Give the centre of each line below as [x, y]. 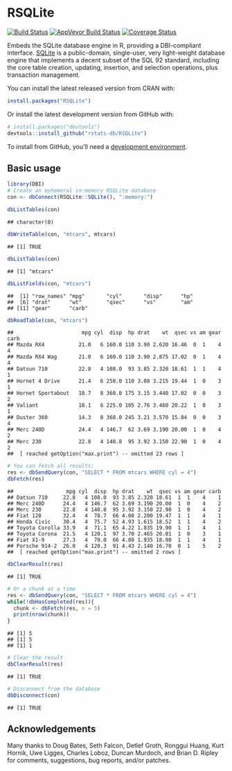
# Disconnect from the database [54, 689]
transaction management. [44, 75]
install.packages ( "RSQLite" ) [49, 101]
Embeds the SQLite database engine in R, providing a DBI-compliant [104, 45]
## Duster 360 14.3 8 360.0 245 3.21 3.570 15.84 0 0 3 [114, 418]
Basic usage [34, 168]
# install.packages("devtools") [54, 127]
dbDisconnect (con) [34, 695]
